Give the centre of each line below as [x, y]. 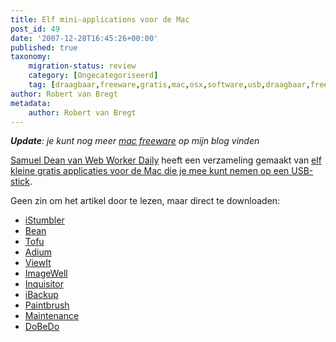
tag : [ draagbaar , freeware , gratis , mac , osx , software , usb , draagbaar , [169, 85]
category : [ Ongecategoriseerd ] [93, 76]
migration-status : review [82, 66]
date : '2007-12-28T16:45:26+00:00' [84, 38]
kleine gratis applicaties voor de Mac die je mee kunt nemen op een [150, 171]
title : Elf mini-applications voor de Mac [100, 19]
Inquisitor [44, 284]
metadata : [31, 103]
